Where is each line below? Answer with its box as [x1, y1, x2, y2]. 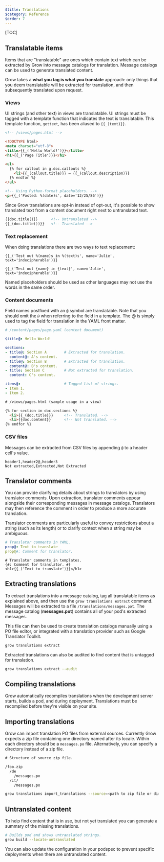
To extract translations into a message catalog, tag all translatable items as [5, 593, 155, 599]
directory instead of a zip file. [5, 746, 64, 752]
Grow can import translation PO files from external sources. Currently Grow [5, 730, 157, 737]
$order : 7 [5, 16, 25, 21]
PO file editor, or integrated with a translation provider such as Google [5, 628, 145, 634]
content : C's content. [9, 373, 56, 377]
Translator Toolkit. [5, 633, 41, 639]
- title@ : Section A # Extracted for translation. [5, 349, 125, 355]
